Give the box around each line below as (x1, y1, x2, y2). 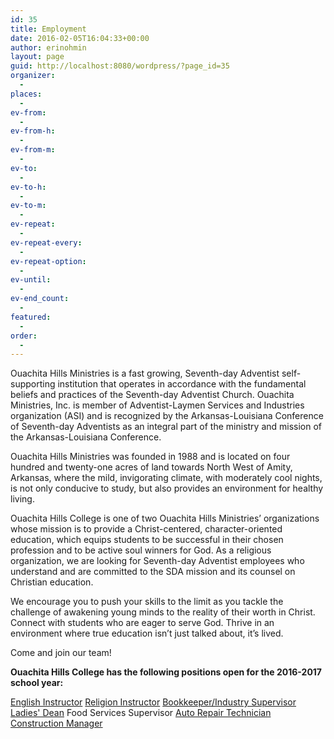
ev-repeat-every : (10, 237, 83, 248)
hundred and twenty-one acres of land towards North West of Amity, (10, 461, 293, 473)
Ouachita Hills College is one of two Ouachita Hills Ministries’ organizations (10, 512, 320, 525)
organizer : (10, 71, 56, 81)
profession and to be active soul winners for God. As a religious (10, 544, 272, 556)
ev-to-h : (10, 182, 47, 192)
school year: (10, 677, 64, 689)
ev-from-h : (10, 126, 56, 136)
